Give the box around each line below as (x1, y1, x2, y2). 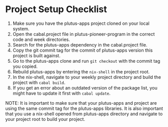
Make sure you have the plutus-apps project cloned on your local (12, 20, 150, 26)
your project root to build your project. (5, 116, 86, 122)
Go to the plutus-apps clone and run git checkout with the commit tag (12, 58, 160, 64)
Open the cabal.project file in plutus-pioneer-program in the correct (12, 31, 155, 37)
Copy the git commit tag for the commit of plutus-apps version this (12, 47, 153, 53)
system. (12, 25, 30, 31)
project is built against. (12, 52, 61, 59)
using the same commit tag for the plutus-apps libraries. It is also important (5, 105, 163, 111)
